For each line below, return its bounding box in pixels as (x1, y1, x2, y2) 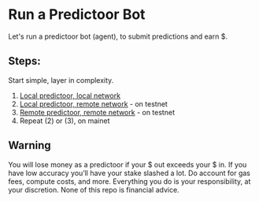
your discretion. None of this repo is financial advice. (8, 185, 179, 194)
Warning (8, 139, 51, 152)
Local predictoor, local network (19, 91, 120, 100)
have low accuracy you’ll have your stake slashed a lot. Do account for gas (8, 168, 250, 178)
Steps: (8, 54, 41, 68)
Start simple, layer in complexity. (8, 75, 114, 84)
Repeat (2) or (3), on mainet (19, 116, 110, 125)
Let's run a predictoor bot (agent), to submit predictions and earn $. (8, 32, 228, 41)
